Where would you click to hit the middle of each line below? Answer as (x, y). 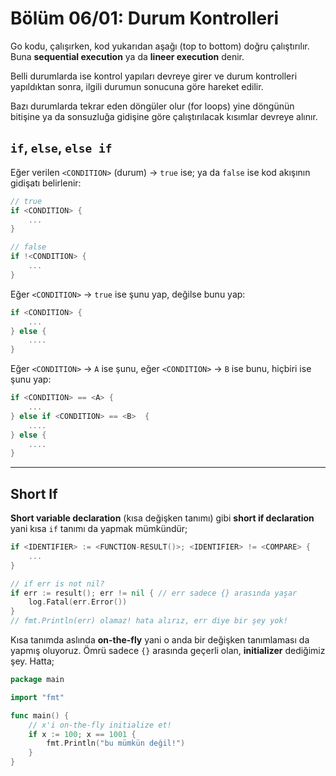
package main (37, 680)
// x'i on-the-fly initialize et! (100, 725)
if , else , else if (61, 148)
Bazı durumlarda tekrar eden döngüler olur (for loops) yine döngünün (152, 106)
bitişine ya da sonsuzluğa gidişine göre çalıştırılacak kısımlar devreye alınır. (164, 116)
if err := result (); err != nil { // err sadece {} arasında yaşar (154, 593)
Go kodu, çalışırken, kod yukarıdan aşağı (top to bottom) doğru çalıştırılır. (160, 46)
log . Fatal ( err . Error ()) (78, 602)
